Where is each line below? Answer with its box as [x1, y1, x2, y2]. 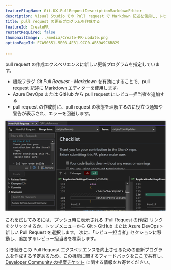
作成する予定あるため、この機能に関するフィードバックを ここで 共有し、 [14, 253, 166, 259]
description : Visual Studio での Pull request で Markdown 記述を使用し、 [5, 13, 160, 19]
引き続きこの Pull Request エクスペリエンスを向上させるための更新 [5, 246, 145, 252]
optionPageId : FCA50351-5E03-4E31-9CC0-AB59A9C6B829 [5, 41, 120, 46]
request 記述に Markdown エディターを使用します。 [12, 85, 121, 91]
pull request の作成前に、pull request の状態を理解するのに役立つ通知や [12, 103, 163, 110]
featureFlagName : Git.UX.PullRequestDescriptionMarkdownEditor [5, 8, 142, 13]
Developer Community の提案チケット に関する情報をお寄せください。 [5, 259, 153, 265]
